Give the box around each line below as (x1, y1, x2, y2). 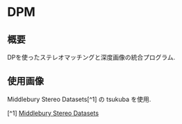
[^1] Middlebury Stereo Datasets (7, 109, 99, 117)
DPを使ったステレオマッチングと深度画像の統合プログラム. (7, 53, 176, 61)
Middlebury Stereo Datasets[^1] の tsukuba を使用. (7, 95, 151, 103)
